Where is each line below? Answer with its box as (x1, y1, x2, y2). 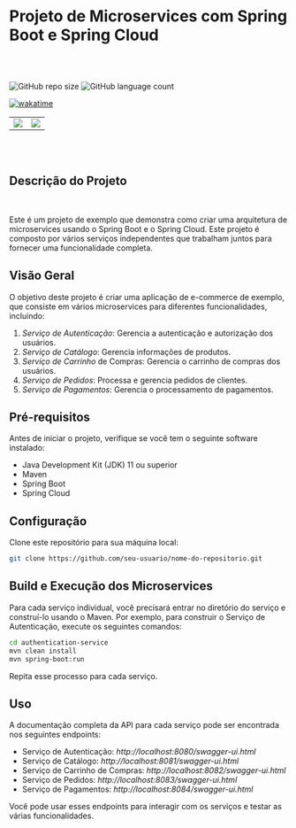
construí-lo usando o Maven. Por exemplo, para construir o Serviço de (9, 611, 266, 622)
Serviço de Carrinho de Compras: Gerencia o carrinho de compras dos (21, 356, 281, 367)
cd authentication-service (9, 638, 109, 647)
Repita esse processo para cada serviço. (9, 670, 158, 681)
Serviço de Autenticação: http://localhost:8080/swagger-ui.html (21, 747, 256, 757)
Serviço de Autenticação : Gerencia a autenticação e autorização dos (21, 328, 274, 338)
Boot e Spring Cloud (9, 25, 159, 45)
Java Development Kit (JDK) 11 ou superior (21, 460, 178, 470)
